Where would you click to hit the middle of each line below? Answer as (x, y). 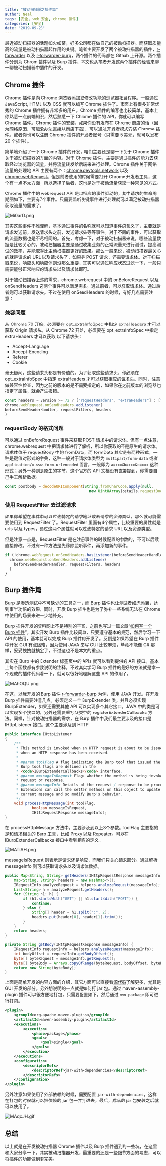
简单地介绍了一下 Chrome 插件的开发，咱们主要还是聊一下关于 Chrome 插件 (82, 151)
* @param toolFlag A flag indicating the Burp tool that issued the (88, 762)
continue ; (41, 904)
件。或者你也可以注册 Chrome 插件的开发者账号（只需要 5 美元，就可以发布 (82, 135)
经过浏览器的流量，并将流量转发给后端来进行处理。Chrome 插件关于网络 (83, 164)
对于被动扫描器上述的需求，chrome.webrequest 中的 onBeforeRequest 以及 (82, 280)
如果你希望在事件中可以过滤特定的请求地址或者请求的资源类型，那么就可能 (81, 517)
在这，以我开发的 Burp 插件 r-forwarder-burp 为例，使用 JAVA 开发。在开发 (82, 694)
